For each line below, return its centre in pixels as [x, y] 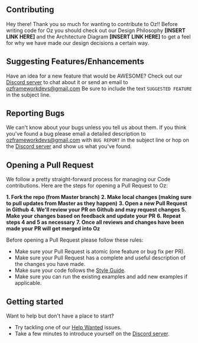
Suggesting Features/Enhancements [75, 62]
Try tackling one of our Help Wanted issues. [68, 328]
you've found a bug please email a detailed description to [76, 134]
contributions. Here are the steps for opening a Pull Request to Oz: [87, 185]
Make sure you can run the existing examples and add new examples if [101, 277]
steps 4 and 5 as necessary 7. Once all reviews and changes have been [95, 222]
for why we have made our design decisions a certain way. [78, 43]
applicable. [28, 283]
